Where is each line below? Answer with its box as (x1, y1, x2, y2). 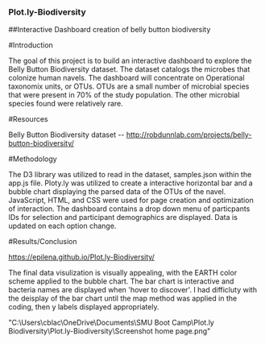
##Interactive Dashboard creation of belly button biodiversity (8, 25, 211, 35)
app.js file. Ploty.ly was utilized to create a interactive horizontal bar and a (8, 178, 254, 188)
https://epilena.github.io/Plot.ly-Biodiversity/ (8, 252, 155, 262)
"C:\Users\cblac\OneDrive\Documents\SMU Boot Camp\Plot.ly (8, 317, 215, 328)
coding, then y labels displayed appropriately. (8, 302, 159, 312)
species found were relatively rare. (8, 99, 123, 109)
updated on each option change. (8, 221, 117, 231)
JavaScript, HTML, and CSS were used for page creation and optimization (8, 196, 254, 205)
